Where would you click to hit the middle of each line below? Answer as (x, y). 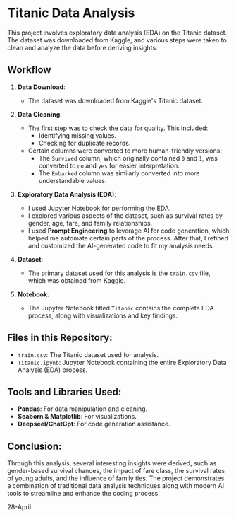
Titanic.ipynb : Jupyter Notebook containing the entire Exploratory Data (122, 362)
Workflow (29, 70)
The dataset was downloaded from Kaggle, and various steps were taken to (117, 40)
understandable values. (73, 180)
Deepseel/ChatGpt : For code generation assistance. (94, 424)
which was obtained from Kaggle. (77, 280)
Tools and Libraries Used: (64, 391)
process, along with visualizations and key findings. (103, 315)
